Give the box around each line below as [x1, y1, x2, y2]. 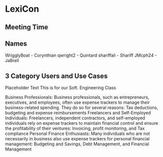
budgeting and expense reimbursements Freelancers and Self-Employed [5, 110, 151, 116]
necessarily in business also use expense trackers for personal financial [5, 136, 150, 142]
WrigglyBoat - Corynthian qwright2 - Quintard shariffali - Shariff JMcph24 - [5, 52, 157, 58]
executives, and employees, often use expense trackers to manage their [5, 99, 150, 106]
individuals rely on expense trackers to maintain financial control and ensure [5, 120, 159, 126]
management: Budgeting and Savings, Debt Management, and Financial [5, 141, 149, 147]
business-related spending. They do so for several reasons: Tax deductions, [5, 105, 159, 111]
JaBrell [5, 58, 19, 64]
